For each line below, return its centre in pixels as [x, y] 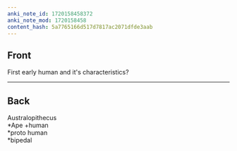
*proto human [28, 133]
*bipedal [20, 140]
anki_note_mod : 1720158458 [47, 20]
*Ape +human [28, 125]
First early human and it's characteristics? [68, 72]
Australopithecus [32, 118]
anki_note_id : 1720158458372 [50, 14]
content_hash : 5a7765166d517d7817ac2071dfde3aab [80, 27]
